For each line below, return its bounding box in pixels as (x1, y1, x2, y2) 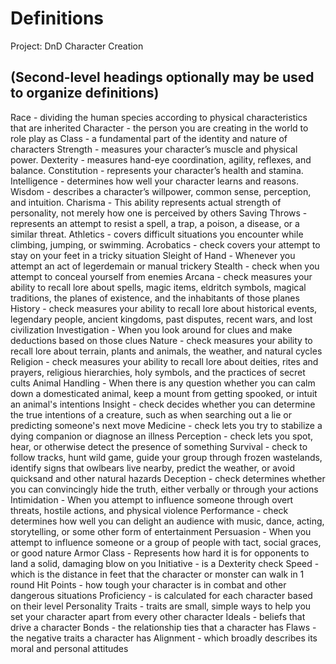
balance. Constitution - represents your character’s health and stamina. (10, 164, 304, 176)
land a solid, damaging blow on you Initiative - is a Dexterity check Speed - (10, 557, 320, 569)
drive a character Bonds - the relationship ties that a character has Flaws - (10, 621, 317, 633)
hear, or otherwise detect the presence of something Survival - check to (10, 440, 308, 452)
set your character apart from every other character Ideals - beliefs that (10, 610, 306, 622)
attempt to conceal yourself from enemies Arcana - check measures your (10, 270, 313, 282)
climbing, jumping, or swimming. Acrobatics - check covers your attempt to (10, 238, 321, 251)
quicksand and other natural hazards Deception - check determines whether (10, 472, 326, 484)
